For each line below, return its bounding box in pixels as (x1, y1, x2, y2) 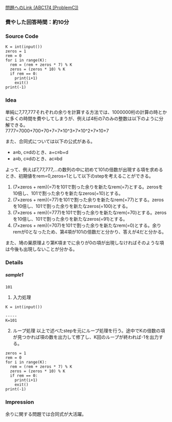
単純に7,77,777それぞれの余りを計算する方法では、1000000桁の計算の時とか (5, 109, 167, 115)
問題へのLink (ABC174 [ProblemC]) (5, 5, 79, 10)
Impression (5, 398, 34, 406)
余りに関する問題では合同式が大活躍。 (5, 411, 86, 417)
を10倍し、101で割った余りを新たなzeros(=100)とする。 (12, 203, 131, 209)
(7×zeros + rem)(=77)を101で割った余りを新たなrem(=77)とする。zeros (12, 197, 164, 203)
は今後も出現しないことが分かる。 (5, 246, 78, 252)
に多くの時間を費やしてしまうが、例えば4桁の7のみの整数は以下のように (5, 115, 159, 122)
